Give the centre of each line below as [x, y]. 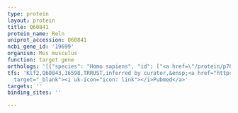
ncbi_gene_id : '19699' [41, 47]
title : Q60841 [28, 27]
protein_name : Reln [36, 34]
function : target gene [41, 60]
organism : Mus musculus [42, 54]
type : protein [28, 14]
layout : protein [31, 20]
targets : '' [25, 86]
